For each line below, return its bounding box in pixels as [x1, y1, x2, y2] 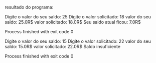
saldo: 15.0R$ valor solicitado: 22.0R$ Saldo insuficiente [5, 44, 121, 49]
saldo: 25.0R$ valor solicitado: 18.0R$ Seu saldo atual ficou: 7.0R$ [5, 19, 141, 25]
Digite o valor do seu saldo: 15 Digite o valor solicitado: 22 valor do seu [5, 38, 151, 44]
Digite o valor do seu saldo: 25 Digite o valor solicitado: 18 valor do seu [5, 14, 151, 19]
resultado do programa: [5, 4, 54, 10]
